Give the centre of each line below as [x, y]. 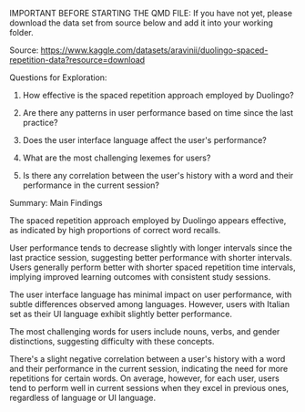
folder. [21, 32]
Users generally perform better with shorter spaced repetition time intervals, [152, 267]
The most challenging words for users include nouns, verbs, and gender [145, 331]
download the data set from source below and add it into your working [141, 23]
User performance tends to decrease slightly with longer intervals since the [151, 248]
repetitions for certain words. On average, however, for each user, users [144, 378]
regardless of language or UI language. [83, 397]
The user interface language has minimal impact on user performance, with [151, 294]
